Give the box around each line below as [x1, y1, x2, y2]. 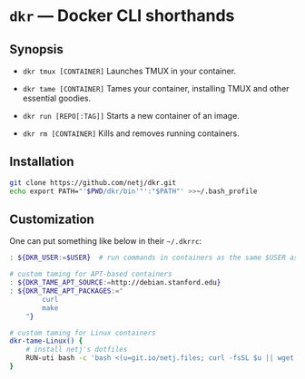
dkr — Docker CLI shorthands [9, 5, 235, 26]
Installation [9, 154, 74, 170]
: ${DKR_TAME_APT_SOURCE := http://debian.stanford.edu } [9, 278, 221, 287]
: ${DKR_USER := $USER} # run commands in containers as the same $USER [9, 253, 286, 263]
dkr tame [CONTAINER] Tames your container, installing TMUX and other [22, 83, 290, 93]
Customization [9, 211, 95, 227]
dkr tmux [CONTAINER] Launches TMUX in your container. [22, 65, 237, 76]
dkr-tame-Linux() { [9, 336, 84, 345]
